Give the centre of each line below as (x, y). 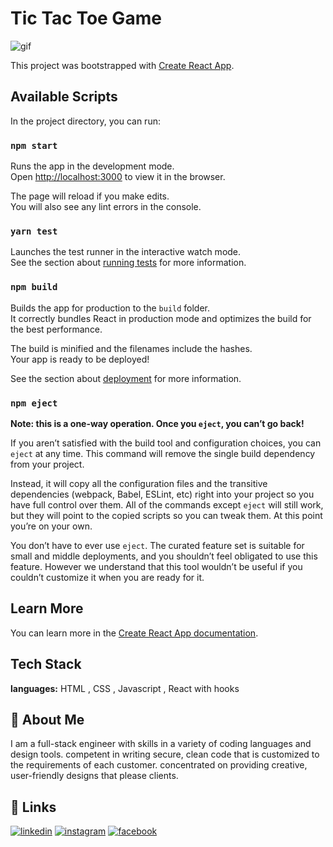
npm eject (34, 403)
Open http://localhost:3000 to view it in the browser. (118, 177)
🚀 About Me (47, 719)
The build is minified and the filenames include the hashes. (131, 348)
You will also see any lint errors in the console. (106, 207)
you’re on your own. (51, 526)
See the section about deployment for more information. (126, 378)
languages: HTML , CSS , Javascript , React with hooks (125, 688)
